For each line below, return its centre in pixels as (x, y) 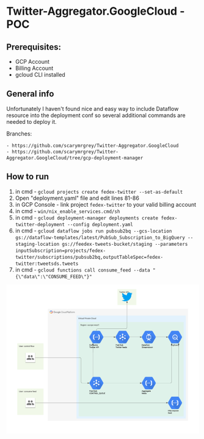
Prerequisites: (34, 47)
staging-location (37, 244)
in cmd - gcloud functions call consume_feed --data (83, 269)
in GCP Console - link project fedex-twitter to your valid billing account (106, 204)
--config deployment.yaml (100, 224)
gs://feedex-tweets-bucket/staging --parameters (125, 244)
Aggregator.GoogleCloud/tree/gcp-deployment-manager (75, 158)
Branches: (19, 134)
